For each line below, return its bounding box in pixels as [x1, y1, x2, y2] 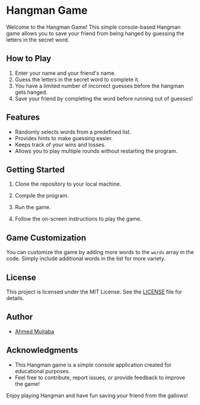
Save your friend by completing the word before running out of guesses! [14, 95, 193, 102]
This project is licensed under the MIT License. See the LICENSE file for [6, 288, 183, 295]
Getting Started [6, 164, 65, 174]
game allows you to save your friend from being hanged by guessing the [6, 29, 185, 37]
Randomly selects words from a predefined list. [14, 128, 131, 135]
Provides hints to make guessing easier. [14, 134, 113, 141]
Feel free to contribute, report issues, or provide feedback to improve [14, 374, 186, 381]
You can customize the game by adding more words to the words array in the [6, 249, 194, 256]
